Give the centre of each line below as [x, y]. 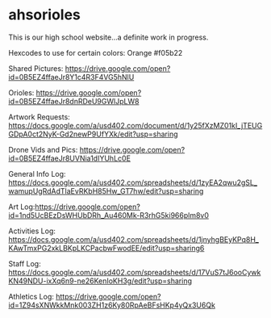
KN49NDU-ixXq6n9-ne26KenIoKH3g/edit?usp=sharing [100, 281]
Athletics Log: [31, 296]
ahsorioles [44, 15]
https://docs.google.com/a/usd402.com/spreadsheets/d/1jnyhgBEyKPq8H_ [134, 239]
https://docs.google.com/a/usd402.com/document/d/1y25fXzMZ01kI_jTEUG [135, 125]
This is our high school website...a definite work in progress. [108, 37]
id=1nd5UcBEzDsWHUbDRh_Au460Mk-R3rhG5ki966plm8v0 [109, 215]
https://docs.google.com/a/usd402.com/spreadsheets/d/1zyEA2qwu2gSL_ [133, 182]
